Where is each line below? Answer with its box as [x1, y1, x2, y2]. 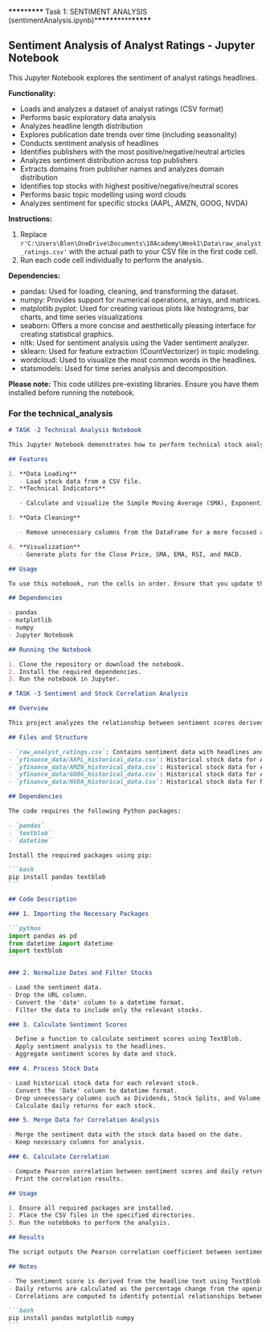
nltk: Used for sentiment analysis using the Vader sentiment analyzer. [19, 338, 250, 348]
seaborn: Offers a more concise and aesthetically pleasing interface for [19, 320, 256, 330]
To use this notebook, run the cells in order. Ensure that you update [8, 580, 253, 588]
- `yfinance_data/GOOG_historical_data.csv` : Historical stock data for [8, 770, 257, 779]
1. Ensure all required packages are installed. [8, 1204, 174, 1212]
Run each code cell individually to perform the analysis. [19, 255, 204, 264]
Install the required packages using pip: [8, 851, 153, 860]
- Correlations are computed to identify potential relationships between [8, 1292, 264, 1301]
